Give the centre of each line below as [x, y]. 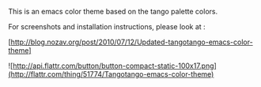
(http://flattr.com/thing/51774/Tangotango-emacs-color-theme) [111, 74]
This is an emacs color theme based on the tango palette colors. [113, 11]
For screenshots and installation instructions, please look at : [107, 26]
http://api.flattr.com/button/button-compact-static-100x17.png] [115, 66]
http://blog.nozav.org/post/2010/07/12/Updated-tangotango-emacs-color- [132, 42]
